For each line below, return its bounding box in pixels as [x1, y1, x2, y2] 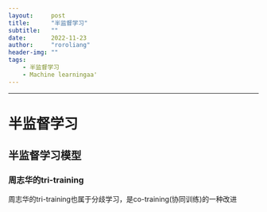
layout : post [8, 11, 66, 20]
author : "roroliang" [8, 41, 91, 49]
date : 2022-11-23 [8, 33, 87, 42]
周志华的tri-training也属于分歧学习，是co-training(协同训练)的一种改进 [8, 194, 238, 203]
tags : [8, 56, 26, 64]
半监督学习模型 [8, 148, 82, 163]
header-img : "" [8, 48, 59, 56]
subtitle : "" [8, 26, 59, 34]
